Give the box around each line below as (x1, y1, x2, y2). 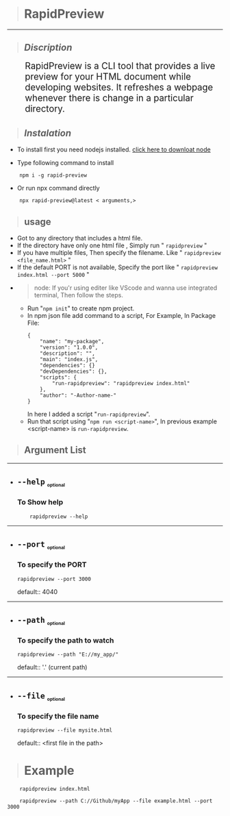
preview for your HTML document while (25, 71, 192, 82)
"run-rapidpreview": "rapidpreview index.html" (51, 380, 190, 386)
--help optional (16, 477, 65, 489)
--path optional (16, 615, 65, 627)
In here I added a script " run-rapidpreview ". (27, 410, 151, 418)
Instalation (23, 127, 72, 139)
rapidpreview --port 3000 (16, 576, 91, 582)
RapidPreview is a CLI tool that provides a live (25, 60, 216, 71)
